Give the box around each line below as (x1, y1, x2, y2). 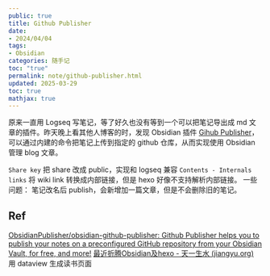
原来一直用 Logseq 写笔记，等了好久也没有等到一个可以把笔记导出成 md (8, 118, 247, 128)
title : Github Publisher (8, 19, 92, 27)
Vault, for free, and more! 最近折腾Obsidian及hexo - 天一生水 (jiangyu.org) (8, 249, 254, 258)
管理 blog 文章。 (8, 148, 63, 157)
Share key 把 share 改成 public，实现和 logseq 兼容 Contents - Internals (8, 165, 252, 174)
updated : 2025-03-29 (8, 79, 78, 87)
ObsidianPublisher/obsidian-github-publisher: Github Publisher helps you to (8, 231, 260, 240)
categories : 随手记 (8, 57, 70, 65)
